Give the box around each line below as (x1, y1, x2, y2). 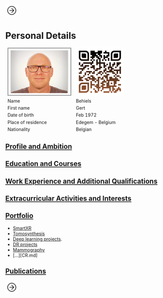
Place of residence (7, 119, 47, 125)
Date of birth (7, 112, 34, 118)
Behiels (76, 97, 91, 104)
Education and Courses (5, 160, 82, 168)
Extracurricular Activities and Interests (5, 194, 132, 203)
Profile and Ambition (5, 142, 73, 151)
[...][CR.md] (12, 252, 38, 258)
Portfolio (5, 211, 34, 220)
